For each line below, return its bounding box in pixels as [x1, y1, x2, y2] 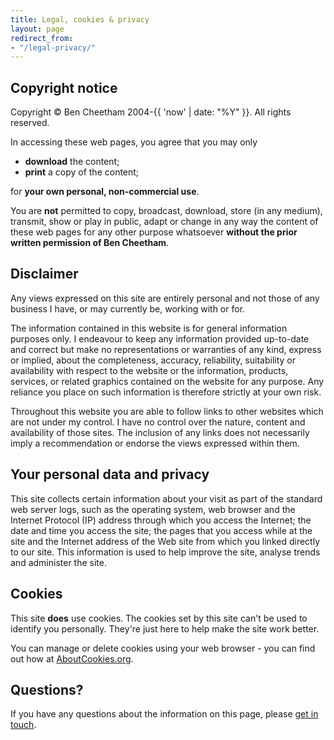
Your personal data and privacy [10, 466, 210, 483]
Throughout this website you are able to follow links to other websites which [10, 405, 324, 417]
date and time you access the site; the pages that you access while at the [10, 524, 313, 536]
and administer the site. [10, 556, 107, 568]
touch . [10, 719, 37, 731]
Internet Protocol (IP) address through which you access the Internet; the [10, 514, 312, 526]
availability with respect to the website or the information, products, [10, 364, 289, 376]
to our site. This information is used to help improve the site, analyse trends [10, 546, 321, 558]
